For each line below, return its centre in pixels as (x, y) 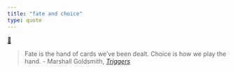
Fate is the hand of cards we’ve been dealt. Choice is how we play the (125, 54)
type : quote (24, 20)
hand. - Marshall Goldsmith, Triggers (77, 61)
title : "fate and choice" (45, 14)
